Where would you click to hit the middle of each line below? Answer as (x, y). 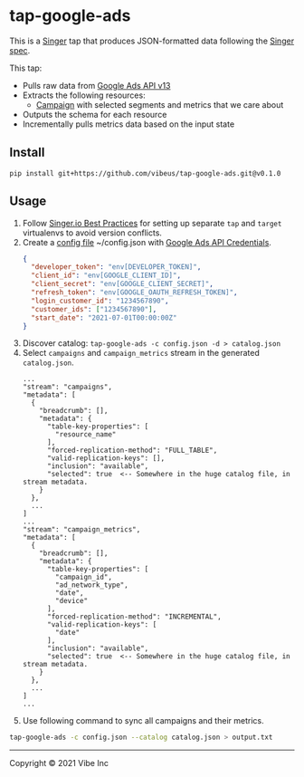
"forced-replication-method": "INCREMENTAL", (134, 617)
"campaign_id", (84, 577)
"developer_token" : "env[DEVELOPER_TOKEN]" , (116, 267)
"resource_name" (86, 435)
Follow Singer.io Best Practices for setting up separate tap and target (152, 223)
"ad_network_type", (92, 585)
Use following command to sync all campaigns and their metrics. (143, 721)
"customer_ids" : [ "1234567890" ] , (94, 309)
